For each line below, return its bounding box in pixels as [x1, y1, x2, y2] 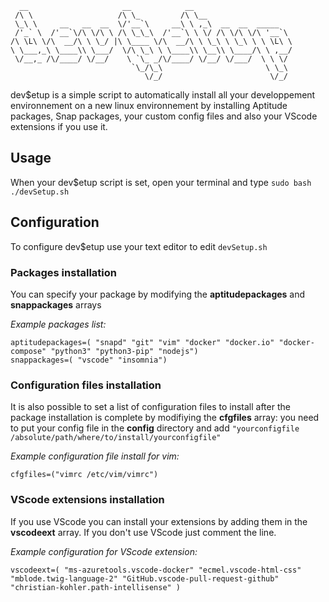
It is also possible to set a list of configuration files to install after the [10, 401, 291, 413]
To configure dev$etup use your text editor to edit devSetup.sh [10, 240, 268, 252]
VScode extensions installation [10, 493, 165, 507]
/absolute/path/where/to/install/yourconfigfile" [10, 433, 222, 443]
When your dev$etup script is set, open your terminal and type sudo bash [10, 176, 312, 188]
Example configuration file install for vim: [10, 450, 180, 462]
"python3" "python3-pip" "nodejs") [50, 346, 199, 356]
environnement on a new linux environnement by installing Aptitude [10, 100, 288, 111]
